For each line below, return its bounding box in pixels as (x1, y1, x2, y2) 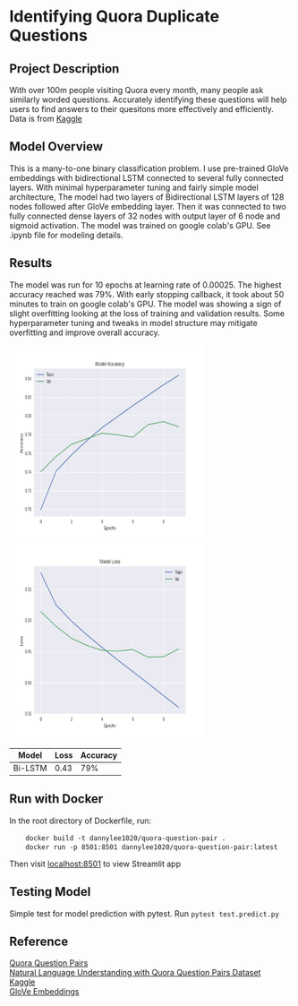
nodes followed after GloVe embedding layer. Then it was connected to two (9, 201, 286, 211)
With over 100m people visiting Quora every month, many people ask (9, 85, 264, 95)
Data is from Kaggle (9, 114, 82, 124)
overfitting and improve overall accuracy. (9, 327, 161, 338)
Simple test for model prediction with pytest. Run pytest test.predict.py (9, 907, 280, 919)
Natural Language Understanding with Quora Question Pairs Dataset (9, 967, 261, 978)
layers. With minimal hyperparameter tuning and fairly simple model (9, 182, 260, 193)
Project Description (9, 61, 120, 76)
